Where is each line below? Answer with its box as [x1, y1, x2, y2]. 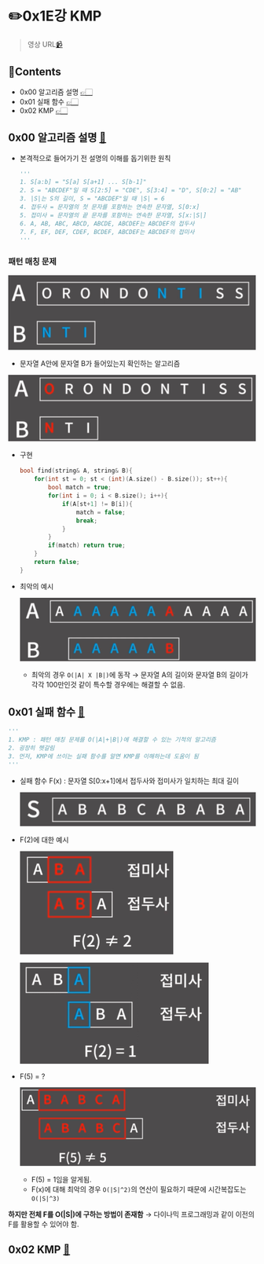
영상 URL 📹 [27, 39, 63, 49]
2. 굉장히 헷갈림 [8, 744, 55, 752]
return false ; [34, 559, 80, 566]
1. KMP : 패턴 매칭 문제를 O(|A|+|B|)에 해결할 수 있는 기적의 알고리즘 [8, 736, 217, 744]
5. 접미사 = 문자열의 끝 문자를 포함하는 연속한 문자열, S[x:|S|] [19, 211, 207, 219]
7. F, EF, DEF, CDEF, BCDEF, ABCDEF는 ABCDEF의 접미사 [19, 228, 195, 236]
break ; [75, 516, 98, 525]
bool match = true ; [48, 484, 112, 492]
